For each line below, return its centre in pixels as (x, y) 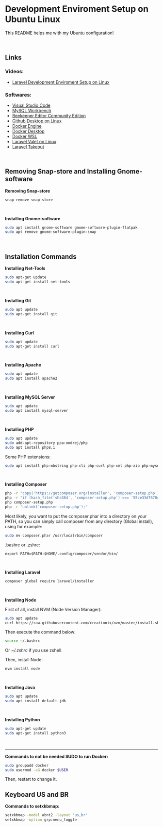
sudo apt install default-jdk (36, 701)
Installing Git (18, 300)
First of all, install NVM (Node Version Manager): (53, 609)
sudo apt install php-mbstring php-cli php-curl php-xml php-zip (72, 466)
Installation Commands (41, 257)
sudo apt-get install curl (32, 346)
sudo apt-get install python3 (36, 733)
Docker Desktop (28, 131)
